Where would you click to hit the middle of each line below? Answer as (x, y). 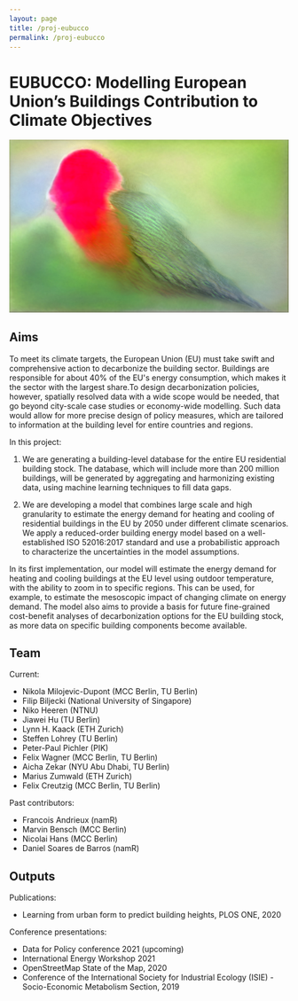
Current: (24, 675)
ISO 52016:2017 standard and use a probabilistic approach (173, 542)
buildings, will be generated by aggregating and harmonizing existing (148, 478)
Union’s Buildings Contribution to (134, 101)
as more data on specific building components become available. (128, 625)
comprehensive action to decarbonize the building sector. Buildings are (139, 368)
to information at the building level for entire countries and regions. (131, 425)
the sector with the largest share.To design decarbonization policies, (134, 387)
